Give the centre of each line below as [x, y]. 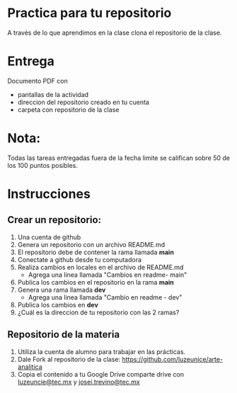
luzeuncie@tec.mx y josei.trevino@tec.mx [79, 382]
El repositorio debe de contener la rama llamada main [96, 252]
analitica [30, 367]
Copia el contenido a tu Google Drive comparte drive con [100, 374]
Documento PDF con [38, 81]
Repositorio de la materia [64, 335]
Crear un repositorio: [54, 220]
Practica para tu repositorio [89, 13]
